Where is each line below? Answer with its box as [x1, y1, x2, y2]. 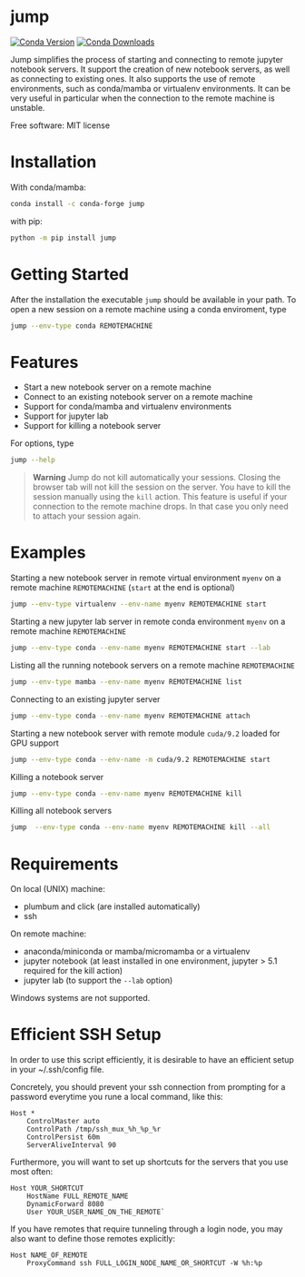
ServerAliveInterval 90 [26, 1141, 117, 1150]
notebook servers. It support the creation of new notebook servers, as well [10, 64, 290, 74]
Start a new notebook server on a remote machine [23, 381, 212, 392]
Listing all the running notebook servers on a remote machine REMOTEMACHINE [10, 659, 295, 670]
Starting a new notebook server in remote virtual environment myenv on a [10, 572, 281, 583]
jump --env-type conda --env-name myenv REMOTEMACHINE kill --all [10, 823, 271, 832]
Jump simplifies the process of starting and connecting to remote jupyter [10, 54, 284, 64]
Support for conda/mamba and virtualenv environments [23, 401, 232, 412]
